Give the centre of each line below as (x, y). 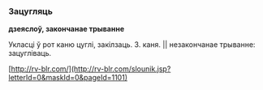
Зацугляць (30, 11)
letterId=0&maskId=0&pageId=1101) (68, 78)
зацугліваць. (30, 54)
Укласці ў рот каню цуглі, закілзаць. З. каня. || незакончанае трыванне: (132, 45)
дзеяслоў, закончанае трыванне (66, 29)
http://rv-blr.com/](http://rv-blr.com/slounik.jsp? (91, 69)
